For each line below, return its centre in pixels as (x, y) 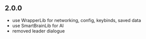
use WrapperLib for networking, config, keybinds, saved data (77, 20)
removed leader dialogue (38, 31)
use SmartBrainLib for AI (38, 25)
